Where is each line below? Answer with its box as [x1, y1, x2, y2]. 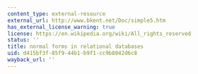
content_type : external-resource [7, 10, 106, 18]
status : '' [7, 37, 40, 44]
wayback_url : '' [7, 56, 55, 63]
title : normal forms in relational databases [7, 43, 144, 50]
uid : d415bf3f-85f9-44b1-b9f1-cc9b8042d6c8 [7, 50, 138, 57]
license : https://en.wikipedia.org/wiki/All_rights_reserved [7, 30, 192, 37]
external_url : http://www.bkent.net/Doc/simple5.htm [7, 17, 166, 24]
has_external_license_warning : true [7, 23, 115, 30]
